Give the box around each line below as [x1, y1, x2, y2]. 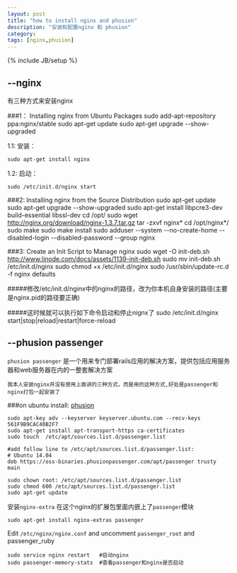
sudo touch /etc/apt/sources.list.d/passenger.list [7, 433, 166, 440]
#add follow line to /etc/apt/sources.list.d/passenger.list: [7, 445, 195, 452]
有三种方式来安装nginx [7, 96, 74, 105]
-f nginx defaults [7, 269, 56, 278]
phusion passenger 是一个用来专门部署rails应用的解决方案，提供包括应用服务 [7, 356, 230, 365]
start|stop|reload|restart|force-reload [7, 316, 116, 325]
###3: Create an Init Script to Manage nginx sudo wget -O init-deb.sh [7, 247, 210, 255]
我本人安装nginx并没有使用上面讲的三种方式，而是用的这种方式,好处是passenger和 [7, 381, 218, 388]
